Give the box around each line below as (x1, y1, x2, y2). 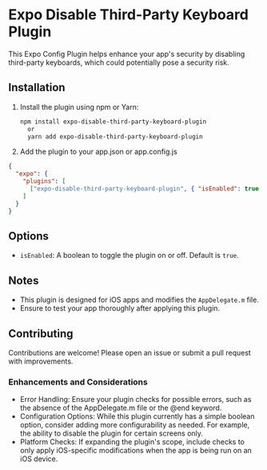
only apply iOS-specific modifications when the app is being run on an (19, 446, 252, 456)
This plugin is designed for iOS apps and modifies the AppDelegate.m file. (19, 295, 260, 305)
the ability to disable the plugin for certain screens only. (19, 428, 204, 438)
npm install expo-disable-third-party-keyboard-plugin (19, 118, 207, 126)
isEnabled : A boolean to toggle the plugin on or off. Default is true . (19, 251, 240, 260)
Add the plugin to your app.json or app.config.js (19, 147, 177, 157)
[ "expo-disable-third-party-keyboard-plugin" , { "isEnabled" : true (29, 185, 260, 193)
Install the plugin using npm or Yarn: (19, 102, 139, 111)
